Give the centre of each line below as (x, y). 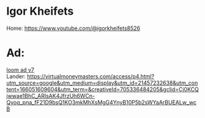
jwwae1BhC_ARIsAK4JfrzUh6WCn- (51, 95)
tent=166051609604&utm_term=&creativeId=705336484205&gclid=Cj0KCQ (102, 89)
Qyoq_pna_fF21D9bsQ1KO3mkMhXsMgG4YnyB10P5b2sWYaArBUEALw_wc (102, 102)
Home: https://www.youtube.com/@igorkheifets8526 (73, 28)
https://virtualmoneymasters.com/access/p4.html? (91, 76)
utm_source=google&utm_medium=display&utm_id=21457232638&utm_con (102, 83)
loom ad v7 (20, 70)
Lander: (16, 76)
